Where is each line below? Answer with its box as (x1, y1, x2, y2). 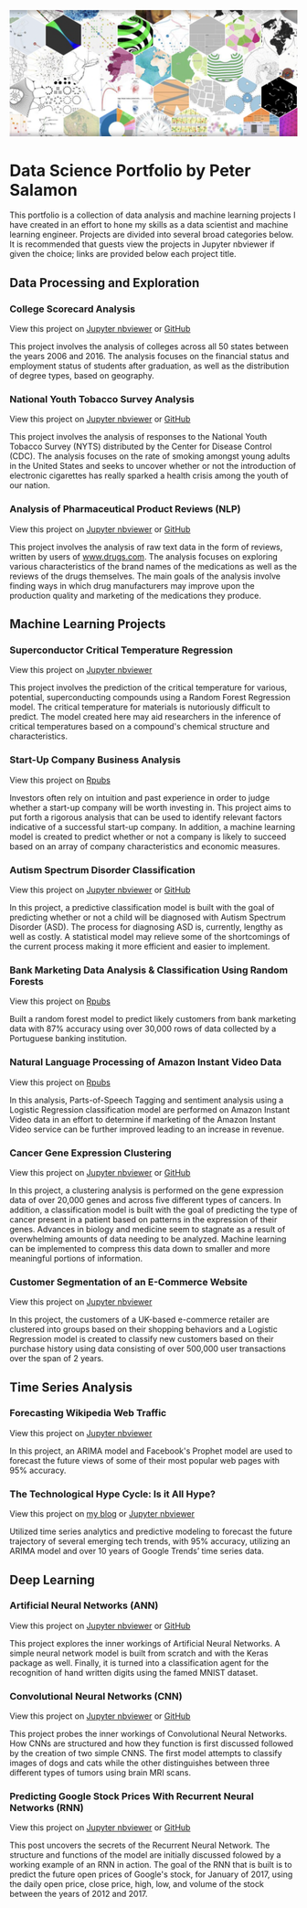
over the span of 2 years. (9, 1353, 104, 1364)
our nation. (9, 480, 50, 491)
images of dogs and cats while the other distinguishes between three (9, 1757, 270, 1769)
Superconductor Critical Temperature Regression (9, 644, 233, 656)
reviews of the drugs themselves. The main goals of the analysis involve (9, 570, 281, 581)
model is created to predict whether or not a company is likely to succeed (9, 831, 287, 842)
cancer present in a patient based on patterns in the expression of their (9, 1213, 278, 1225)
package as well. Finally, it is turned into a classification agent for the (9, 1657, 270, 1668)
